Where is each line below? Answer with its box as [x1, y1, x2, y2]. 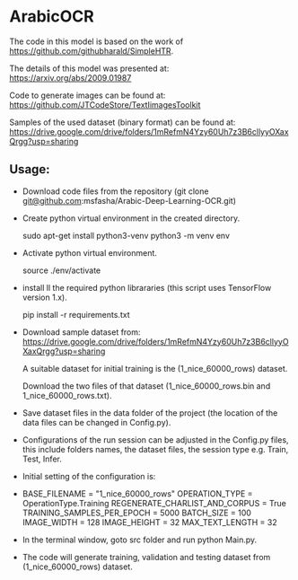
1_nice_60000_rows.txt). [22, 390, 112, 400]
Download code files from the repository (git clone [22, 186, 209, 197]
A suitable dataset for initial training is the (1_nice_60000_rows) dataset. [22, 363, 288, 373]
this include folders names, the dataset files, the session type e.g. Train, [22, 444, 289, 454]
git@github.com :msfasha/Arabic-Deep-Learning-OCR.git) [22, 195, 236, 206]
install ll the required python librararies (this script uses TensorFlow [22, 282, 272, 293]
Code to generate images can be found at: [9, 90, 166, 101]
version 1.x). [22, 292, 67, 303]
